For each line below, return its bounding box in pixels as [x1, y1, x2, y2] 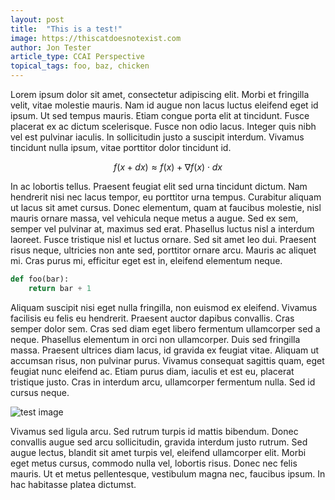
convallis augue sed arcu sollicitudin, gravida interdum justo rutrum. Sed [10, 436, 308, 448]
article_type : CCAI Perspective [10, 52, 145, 62]
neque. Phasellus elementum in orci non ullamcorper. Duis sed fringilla [10, 333, 301, 345]
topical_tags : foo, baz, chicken [10, 61, 150, 71]
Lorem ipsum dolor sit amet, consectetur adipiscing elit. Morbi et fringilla [10, 89, 310, 100]
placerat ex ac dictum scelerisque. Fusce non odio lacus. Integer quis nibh [10, 121, 317, 132]
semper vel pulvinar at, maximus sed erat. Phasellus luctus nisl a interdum [10, 223, 315, 235]
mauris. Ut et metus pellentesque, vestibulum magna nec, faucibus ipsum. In [10, 467, 326, 480]
